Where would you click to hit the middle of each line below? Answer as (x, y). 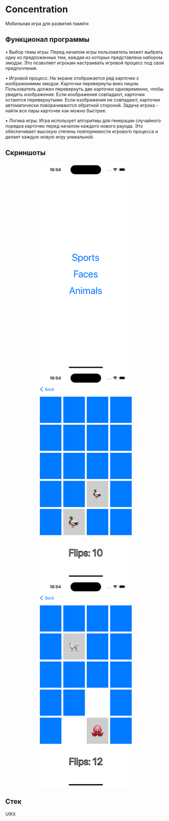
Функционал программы (47, 40)
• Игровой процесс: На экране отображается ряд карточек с (72, 78)
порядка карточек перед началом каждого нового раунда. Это (74, 126)
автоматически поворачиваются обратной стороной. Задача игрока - (82, 105)
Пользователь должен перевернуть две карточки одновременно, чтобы (84, 89)
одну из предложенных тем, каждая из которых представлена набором (84, 57)
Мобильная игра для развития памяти (47, 23)
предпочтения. (21, 68)
